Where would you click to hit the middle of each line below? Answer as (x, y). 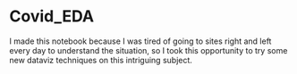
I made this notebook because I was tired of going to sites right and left (140, 41)
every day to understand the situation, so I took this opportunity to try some (148, 50)
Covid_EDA (52, 16)
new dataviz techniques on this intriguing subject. (101, 60)
